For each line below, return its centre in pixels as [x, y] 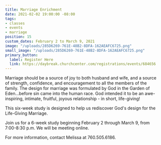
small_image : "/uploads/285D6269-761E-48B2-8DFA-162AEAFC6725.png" [75, 50]
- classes [15, 23]
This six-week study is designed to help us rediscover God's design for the [80, 108]
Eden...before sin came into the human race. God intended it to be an [74, 94]
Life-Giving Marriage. [27, 113]
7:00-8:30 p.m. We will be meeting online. [47, 128]
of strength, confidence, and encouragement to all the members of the [76, 83]
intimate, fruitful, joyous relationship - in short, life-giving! [82, 99]
